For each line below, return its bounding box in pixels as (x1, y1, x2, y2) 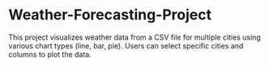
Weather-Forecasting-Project (8, 6, 212, 24)
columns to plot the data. (8, 49, 92, 59)
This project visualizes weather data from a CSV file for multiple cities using (8, 32, 261, 42)
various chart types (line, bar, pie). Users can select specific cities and (8, 40, 244, 50)
